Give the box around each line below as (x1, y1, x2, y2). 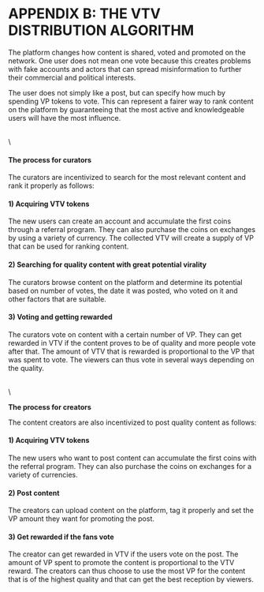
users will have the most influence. (8, 113, 121, 122)
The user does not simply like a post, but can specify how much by (8, 88, 226, 97)
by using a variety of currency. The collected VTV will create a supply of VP (8, 234, 255, 243)
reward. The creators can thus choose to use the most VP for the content (8, 566, 246, 576)
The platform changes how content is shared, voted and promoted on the (8, 47, 246, 57)
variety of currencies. (8, 470, 79, 479)
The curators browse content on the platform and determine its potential (8, 277, 243, 287)
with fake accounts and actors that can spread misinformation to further (8, 64, 242, 73)
